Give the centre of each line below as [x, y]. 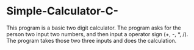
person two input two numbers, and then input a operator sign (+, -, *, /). [97, 34]
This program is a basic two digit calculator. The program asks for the [94, 28]
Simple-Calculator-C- [63, 11]
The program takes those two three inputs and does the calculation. [92, 40]
